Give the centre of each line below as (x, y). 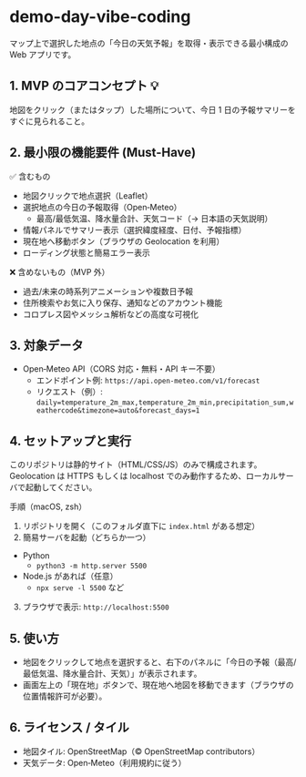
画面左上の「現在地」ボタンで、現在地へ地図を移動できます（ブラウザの (158, 685)
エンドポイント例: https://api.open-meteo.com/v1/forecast (148, 381)
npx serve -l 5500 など (80, 588)
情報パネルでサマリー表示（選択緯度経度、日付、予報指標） (134, 230)
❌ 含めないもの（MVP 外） (60, 271)
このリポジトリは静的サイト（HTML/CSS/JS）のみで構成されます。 (136, 465)
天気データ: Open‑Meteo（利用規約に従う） (104, 762)
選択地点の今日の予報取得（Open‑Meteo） (102, 207)
